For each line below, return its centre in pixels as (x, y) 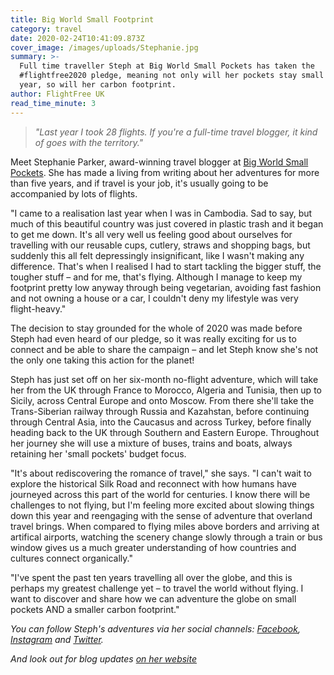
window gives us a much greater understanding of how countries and (153, 547)
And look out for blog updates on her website (104, 658)
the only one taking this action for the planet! (102, 360)
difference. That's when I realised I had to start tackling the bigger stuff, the (166, 266)
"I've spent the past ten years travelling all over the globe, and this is (151, 577)
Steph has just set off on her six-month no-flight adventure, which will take (164, 379)
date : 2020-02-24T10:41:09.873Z (77, 38)
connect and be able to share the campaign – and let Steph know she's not (164, 349)
